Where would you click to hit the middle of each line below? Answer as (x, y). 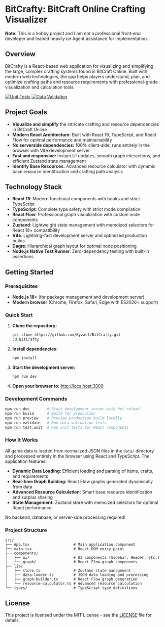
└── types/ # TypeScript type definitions (71, 588)
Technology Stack (33, 187)
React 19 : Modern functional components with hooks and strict (76, 199)
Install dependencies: (35, 349)
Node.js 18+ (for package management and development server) (78, 297)
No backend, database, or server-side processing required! (65, 517)
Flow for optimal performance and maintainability (62, 140)
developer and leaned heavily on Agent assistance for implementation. (77, 39)
